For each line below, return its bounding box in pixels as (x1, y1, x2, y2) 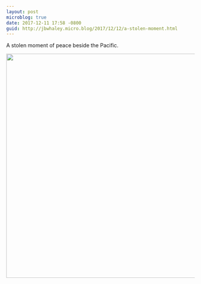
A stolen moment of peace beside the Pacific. (6, 42, 118, 49)
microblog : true (6, 14, 47, 20)
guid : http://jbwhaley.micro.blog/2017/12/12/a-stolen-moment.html (6, 25, 178, 32)
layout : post (6, 8, 39, 15)
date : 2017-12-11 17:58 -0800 (6, 20, 82, 26)
